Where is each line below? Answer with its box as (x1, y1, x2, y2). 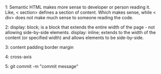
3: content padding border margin (5, 44, 74, 50)
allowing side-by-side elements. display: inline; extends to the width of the (5, 30, 156, 35)
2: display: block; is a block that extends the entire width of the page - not (5, 24, 155, 30)
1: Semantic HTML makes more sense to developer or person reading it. (5, 4, 151, 10)
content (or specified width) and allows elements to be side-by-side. (5, 35, 144, 40)
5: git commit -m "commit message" (5, 64, 79, 69)
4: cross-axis (5, 54, 32, 60)
